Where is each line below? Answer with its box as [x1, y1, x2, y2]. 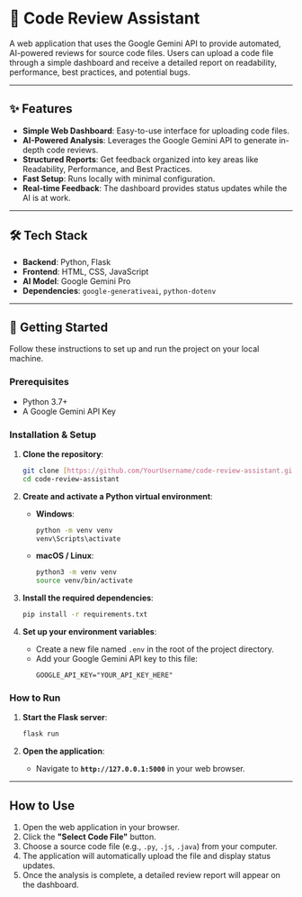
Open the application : [22, 746, 105, 756]
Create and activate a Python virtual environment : [22, 490, 213, 501]
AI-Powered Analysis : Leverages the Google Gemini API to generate [22, 134, 277, 145]
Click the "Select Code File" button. [22, 831, 156, 842]
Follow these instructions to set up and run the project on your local [9, 343, 260, 354]
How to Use [9, 798, 75, 813]
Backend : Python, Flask [22, 256, 111, 267]
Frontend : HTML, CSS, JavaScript [22, 266, 149, 277]
